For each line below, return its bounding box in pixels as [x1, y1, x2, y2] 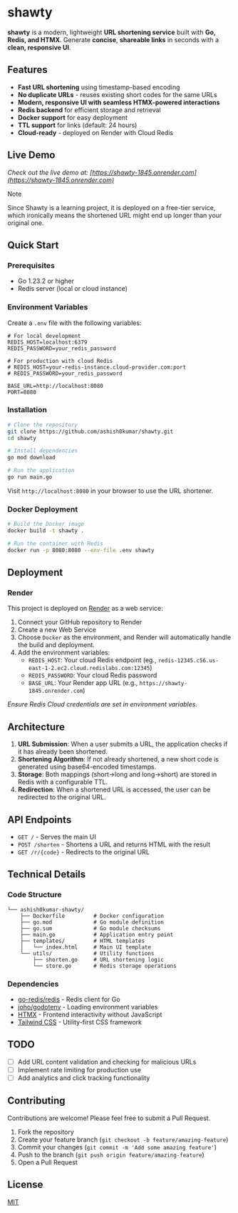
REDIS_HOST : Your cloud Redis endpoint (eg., [28, 656, 157, 664]
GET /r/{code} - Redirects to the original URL [17, 848, 150, 857]
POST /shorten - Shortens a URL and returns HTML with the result [17, 840, 210, 849]
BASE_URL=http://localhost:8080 [7, 382, 103, 389]
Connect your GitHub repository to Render [17, 618, 143, 627]
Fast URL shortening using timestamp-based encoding [17, 83, 180, 91]
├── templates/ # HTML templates [20, 937, 145, 944]
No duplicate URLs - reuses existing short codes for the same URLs [17, 90, 217, 99]
